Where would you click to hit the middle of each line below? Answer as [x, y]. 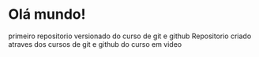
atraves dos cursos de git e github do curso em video [95, 44]
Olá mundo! [47, 14]
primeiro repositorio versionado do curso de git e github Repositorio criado [130, 36]
